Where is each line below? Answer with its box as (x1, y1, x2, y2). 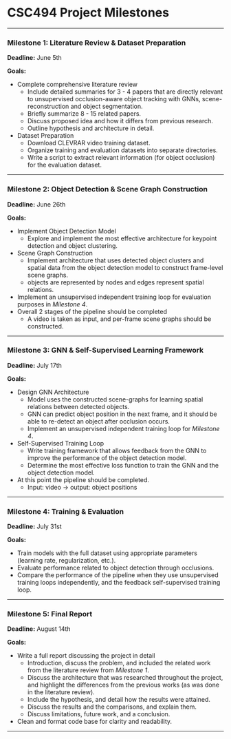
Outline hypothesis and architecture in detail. (27, 124, 155, 132)
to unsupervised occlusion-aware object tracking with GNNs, (27, 95, 201, 103)
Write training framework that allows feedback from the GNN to (27, 446, 207, 455)
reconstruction (27, 102, 69, 111)
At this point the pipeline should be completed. (16, 475, 150, 483)
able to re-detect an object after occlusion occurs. (27, 417, 170, 425)
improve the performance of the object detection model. (27, 453, 187, 462)
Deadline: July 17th (7, 361, 62, 369)
